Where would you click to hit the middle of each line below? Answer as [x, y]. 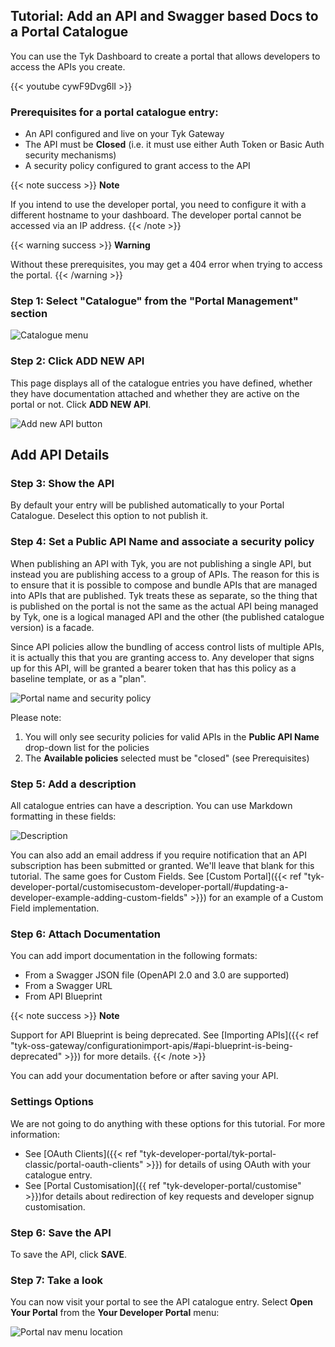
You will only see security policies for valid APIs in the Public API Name [172, 736]
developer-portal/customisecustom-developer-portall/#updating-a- [149, 886]
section [29, 314]
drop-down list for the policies [87, 747]
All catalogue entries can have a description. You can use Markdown [151, 805]
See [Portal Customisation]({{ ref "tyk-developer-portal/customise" [163, 1185]
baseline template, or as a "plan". [78, 678]
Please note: [36, 717]
